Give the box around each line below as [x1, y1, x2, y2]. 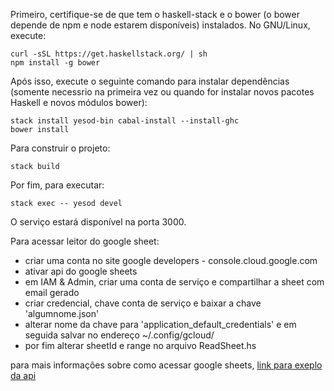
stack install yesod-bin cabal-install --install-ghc [10, 116, 240, 126]
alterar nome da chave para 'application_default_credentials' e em [24, 319, 297, 330]
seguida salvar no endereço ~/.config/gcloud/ [24, 329, 215, 341]
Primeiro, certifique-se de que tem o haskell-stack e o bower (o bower [10, 9, 301, 20]
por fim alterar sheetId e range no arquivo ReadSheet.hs [24, 340, 257, 351]
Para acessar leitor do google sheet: [10, 235, 160, 247]
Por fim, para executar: [10, 179, 105, 191]
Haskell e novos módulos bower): [10, 97, 148, 108]
